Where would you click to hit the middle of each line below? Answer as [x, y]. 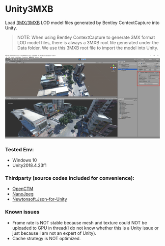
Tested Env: [20, 149]
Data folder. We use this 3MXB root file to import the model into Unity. [88, 48]
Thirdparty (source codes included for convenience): [70, 178]
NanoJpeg [23, 194]
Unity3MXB [29, 9]
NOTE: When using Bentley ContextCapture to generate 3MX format [86, 37]
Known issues [22, 212]
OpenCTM [23, 189]
